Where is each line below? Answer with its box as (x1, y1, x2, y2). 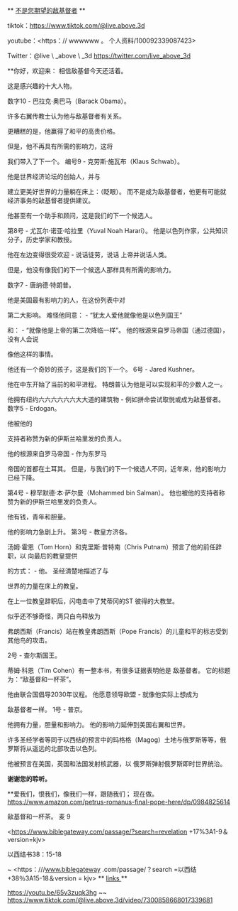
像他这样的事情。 (7, 350, 57, 358)
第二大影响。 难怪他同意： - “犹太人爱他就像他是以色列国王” (7, 311, 183, 319)
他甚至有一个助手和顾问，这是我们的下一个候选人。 (7, 212, 157, 220)
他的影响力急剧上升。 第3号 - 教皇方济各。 (7, 528, 131, 536)
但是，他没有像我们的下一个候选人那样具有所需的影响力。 (7, 266, 175, 274)
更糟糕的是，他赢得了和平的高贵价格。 (7, 127, 119, 135)
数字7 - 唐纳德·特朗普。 (7, 281, 76, 289)
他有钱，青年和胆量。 (7, 512, 69, 521)
